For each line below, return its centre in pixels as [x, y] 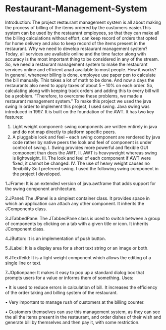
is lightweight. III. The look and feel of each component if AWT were [82, 158]
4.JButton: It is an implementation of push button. [56, 238]
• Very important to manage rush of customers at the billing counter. [75, 302]
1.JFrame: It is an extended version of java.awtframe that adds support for [81, 183]
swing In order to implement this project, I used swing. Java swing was [77, 106]
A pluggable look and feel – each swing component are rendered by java [86, 137]
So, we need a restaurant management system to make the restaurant [76, 64]
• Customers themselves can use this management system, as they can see [83, 312]
